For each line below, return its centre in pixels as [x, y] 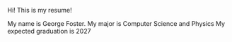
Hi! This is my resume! [40, 10]
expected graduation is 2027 [49, 31]
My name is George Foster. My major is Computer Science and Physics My [116, 23]
